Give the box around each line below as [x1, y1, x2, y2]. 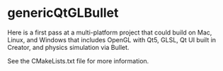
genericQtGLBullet [7, 5, 119, 21]
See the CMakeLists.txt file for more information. [7, 56, 149, 65]
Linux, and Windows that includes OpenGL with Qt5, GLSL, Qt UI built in [7, 35, 217, 44]
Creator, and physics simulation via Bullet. [7, 43, 130, 51]
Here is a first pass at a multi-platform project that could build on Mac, [7, 28, 212, 37]
